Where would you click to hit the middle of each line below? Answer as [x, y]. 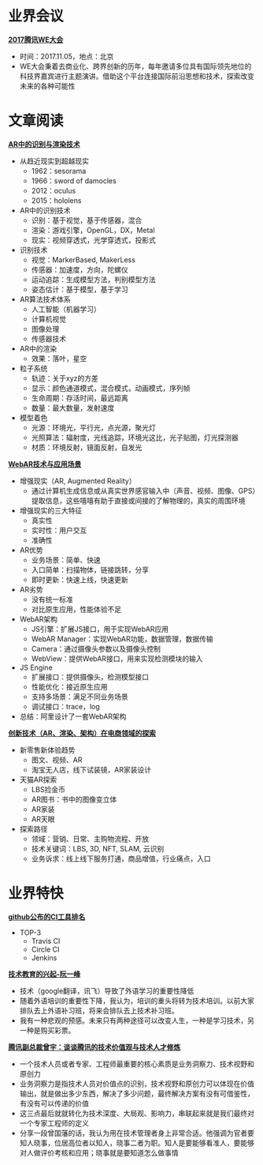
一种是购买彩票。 [47, 1030]
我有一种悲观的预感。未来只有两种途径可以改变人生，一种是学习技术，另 [137, 1020]
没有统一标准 [52, 599]
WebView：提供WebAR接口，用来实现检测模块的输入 [117, 658]
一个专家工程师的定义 [54, 1123]
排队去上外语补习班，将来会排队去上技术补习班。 [99, 1010]
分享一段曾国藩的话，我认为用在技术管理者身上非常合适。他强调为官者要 [137, 1133]
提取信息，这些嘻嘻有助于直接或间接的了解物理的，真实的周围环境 [138, 500]
